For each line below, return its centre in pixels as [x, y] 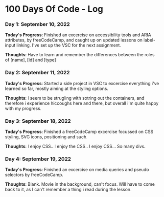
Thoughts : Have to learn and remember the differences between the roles [80, 55]
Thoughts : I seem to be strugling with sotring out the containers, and [75, 98]
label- [150, 40]
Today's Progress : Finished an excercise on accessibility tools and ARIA [78, 35]
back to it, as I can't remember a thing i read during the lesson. [68, 190]
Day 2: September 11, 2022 [37, 73]
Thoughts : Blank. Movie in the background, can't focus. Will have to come [80, 184]
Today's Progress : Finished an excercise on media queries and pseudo [77, 170]
